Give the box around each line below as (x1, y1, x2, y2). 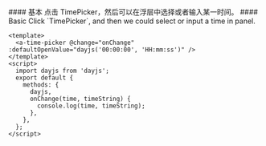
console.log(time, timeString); (37, 102, 146, 110)
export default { (15, 74, 74, 82)
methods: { (23, 81, 59, 89)
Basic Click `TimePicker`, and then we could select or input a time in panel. (8, 16, 256, 26)
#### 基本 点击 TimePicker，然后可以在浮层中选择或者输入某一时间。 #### (8, 7, 259, 17)
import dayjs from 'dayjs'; (15, 67, 110, 75)
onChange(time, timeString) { (29, 95, 131, 103)
